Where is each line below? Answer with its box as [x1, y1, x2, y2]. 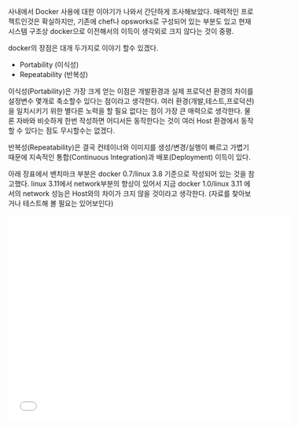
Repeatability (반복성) [19, 70, 89, 79]
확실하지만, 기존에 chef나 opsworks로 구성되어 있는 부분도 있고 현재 [42, 17, 252, 26]
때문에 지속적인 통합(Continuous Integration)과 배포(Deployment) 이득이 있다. [8, 153, 252, 161]
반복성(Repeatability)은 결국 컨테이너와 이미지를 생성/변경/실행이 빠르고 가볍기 [8, 142, 250, 152]
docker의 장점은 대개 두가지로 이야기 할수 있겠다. [8, 43, 159, 53]
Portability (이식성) [19, 60, 79, 69]
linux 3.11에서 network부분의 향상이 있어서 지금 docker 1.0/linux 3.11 [31, 179, 242, 188]
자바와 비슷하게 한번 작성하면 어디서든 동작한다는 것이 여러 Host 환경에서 [16, 116, 240, 125]
